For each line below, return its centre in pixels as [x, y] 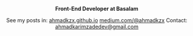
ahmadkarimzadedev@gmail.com [97, 27]
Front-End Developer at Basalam [97, 9]
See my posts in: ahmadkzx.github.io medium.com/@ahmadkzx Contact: [97, 20]
